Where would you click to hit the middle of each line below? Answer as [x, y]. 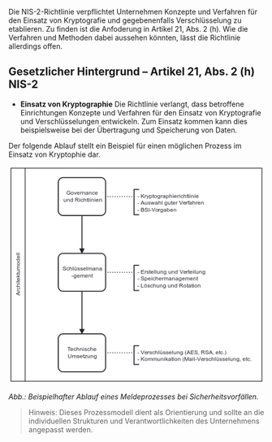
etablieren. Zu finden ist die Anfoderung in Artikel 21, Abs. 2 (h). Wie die [128, 29]
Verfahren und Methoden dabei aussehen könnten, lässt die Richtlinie [125, 37]
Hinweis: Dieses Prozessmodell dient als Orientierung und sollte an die [146, 413]
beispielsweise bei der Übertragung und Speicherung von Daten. [129, 130]
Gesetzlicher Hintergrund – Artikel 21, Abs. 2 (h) [132, 72]
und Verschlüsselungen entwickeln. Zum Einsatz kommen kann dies [134, 121]
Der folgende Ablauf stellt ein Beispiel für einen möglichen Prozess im [125, 145]
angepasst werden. [60, 430]
